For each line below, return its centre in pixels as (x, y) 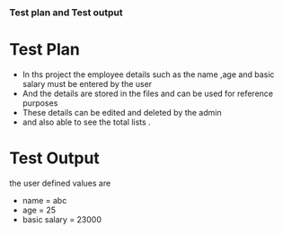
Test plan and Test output (66, 13)
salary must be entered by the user (87, 83)
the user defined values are (60, 183)
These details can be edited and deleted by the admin (122, 112)
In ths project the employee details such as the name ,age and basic (148, 74)
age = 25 (39, 210)
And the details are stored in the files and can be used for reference (148, 93)
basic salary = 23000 (62, 219)
